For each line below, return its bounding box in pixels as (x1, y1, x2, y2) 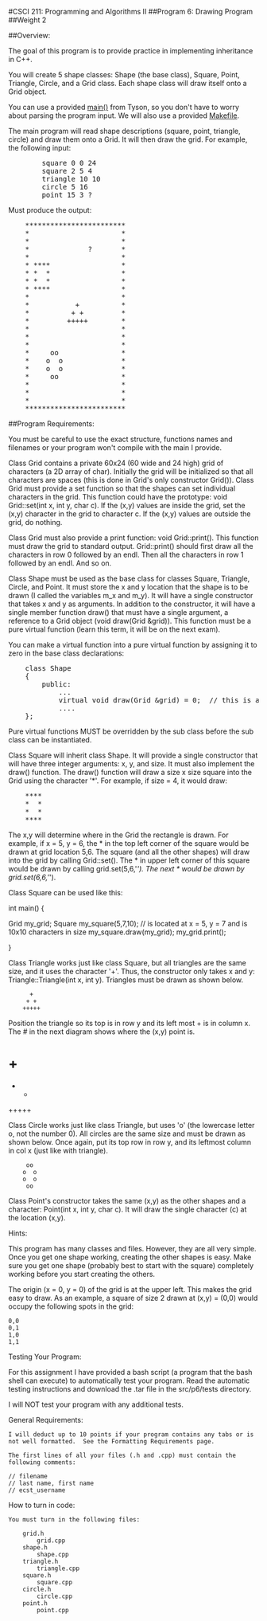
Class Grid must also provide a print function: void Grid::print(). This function (8, 533, 259, 542)
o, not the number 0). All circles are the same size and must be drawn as (8, 1129, 246, 1138)
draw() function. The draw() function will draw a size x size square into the (8, 768, 253, 777)
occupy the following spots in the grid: (8, 1302, 134, 1311)
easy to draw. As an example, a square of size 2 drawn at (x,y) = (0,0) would (8, 1293, 258, 1302)
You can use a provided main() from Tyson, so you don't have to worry (8, 103, 240, 112)
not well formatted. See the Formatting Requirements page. (8, 1437, 215, 1445)
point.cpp (37, 1606, 69, 1614)
